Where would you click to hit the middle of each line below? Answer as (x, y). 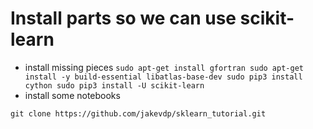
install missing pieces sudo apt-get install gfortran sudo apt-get (164, 67)
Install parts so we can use (123, 18)
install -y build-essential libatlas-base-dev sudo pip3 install (163, 77)
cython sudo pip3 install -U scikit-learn (114, 85)
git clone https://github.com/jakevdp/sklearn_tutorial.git (138, 113)
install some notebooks (72, 95)
